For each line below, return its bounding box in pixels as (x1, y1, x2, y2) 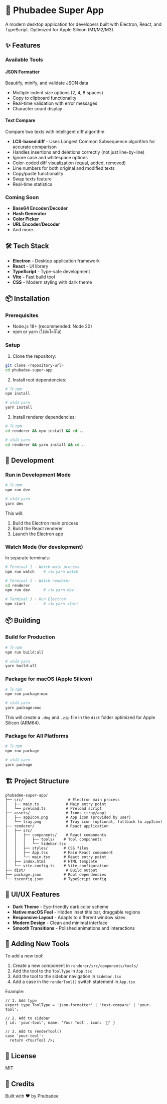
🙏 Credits (5, 1079, 35, 1088)
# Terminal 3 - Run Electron (5, 597, 66, 602)
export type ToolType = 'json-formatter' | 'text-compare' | (5, 1003, 136, 1008)
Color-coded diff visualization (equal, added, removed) (12, 160, 126, 166)
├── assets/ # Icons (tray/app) (5, 810, 107, 815)
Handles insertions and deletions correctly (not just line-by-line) (12, 149, 145, 155)
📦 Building (5, 616, 41, 624)
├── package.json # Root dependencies (5, 872, 107, 877)
